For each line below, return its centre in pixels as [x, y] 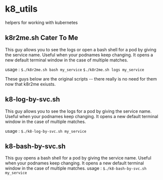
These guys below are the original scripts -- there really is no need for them [81, 79]
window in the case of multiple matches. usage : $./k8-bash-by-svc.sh [76, 168]
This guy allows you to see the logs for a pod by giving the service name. [78, 111]
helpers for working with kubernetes [41, 22]
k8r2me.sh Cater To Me [42, 38]
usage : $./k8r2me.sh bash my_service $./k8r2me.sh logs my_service [75, 69]
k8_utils [21, 9]
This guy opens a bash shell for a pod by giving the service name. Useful [78, 158]
